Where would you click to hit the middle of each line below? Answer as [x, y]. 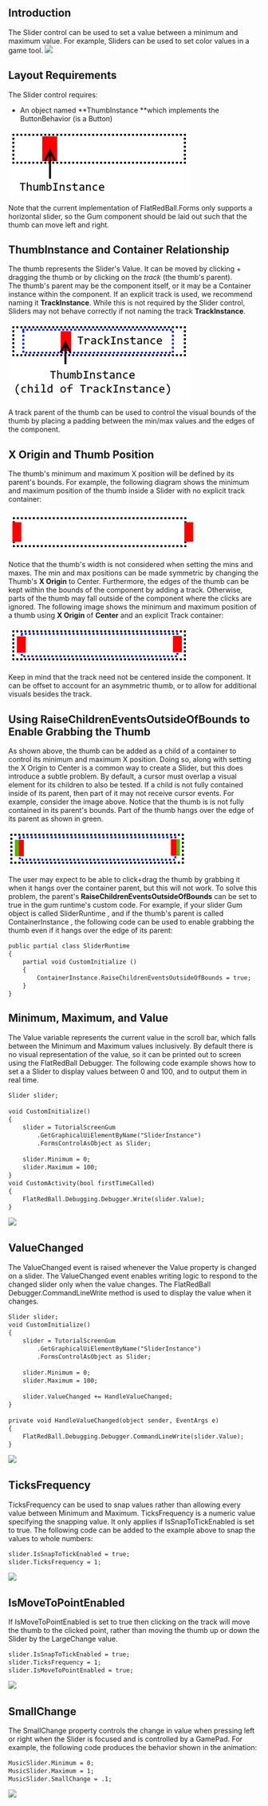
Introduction [40, 13]
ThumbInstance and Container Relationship [119, 250]
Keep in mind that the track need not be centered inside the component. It [130, 677]
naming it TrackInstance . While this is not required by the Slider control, [127, 303]
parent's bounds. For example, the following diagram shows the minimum [129, 483]
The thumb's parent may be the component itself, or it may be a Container [130, 286]
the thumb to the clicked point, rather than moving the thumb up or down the [134, 1631]
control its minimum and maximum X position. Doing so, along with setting [130, 759]
